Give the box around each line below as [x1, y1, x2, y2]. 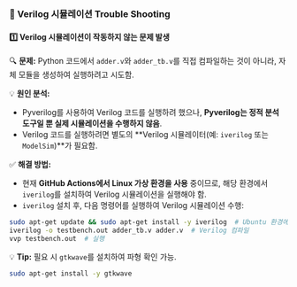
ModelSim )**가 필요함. [21, 140, 98, 151]
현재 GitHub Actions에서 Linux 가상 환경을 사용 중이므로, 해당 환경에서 [21, 178, 268, 189]
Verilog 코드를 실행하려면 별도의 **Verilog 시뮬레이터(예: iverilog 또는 [21, 129, 270, 140]
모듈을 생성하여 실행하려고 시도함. [18, 69, 134, 81]
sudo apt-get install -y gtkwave [9, 268, 133, 278]
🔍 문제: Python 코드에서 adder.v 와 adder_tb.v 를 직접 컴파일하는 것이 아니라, [9, 56, 277, 66]
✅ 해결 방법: [9, 159, 51, 170]
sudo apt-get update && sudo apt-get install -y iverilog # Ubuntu [9, 218, 267, 227]
